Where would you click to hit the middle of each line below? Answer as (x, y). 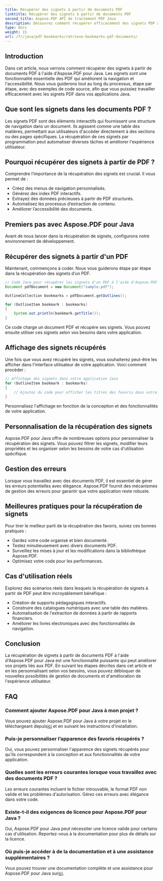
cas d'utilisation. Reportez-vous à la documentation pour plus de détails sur (81, 834)
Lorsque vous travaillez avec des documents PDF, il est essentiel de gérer (79, 481)
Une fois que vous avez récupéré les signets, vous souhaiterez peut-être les (81, 359)
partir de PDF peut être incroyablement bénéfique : (56, 593)
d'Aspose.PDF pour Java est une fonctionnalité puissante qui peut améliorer (81, 661)
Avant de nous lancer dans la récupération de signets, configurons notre (77, 236)
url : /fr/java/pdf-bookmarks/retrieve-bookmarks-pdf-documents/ (71, 37)
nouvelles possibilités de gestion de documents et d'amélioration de (73, 676)
